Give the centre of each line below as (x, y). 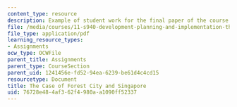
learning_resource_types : (45, 40)
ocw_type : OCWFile (34, 53)
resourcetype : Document (42, 79)
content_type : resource (42, 14)
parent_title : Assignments (47, 60)
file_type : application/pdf (49, 33)
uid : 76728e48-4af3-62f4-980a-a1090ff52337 (72, 92)
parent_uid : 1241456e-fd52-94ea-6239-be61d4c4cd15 (83, 73)
